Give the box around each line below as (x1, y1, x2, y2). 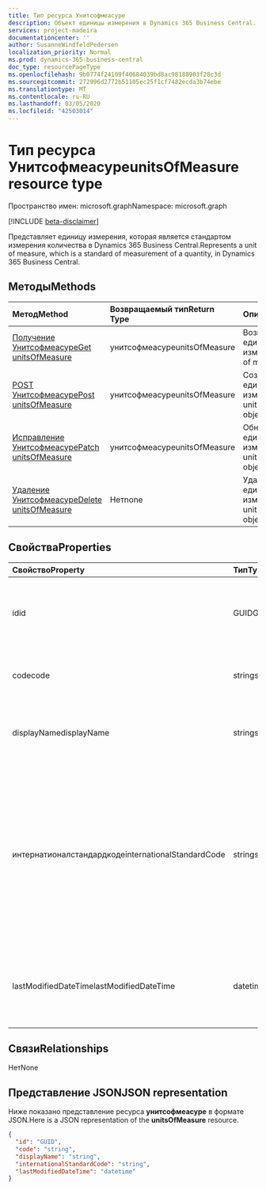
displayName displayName (12, 727, 109, 738)
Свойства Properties (8, 541, 112, 554)
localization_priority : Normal (8, 48, 112, 56)
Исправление (12, 432, 65, 443)
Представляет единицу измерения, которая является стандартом (8, 231, 232, 241)
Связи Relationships (8, 1042, 109, 1055)
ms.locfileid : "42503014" (8, 108, 93, 116)
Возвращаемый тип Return (109, 303, 215, 314)
